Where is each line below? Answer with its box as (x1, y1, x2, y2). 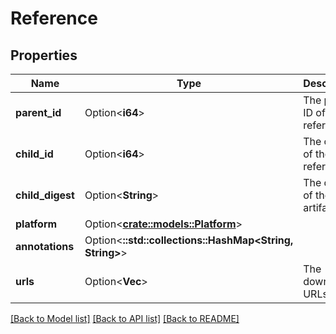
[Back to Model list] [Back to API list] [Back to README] (10, 313, 240, 324)
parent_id (15, 106, 62, 119)
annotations (15, 240, 75, 253)
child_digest (15, 188, 75, 202)
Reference (10, 7, 98, 30)
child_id (15, 147, 54, 161)
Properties (10, 47, 78, 64)
